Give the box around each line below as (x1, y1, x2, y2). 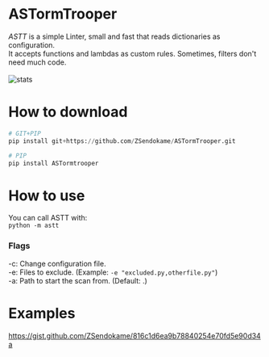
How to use (8, 187, 85, 204)
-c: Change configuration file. (8, 258, 106, 268)
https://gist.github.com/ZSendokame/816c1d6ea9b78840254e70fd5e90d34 (8, 330, 262, 340)
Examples (8, 304, 76, 322)
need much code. (8, 57, 67, 67)
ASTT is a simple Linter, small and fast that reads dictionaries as (8, 31, 221, 41)
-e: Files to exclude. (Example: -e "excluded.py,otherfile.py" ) (8, 267, 218, 277)
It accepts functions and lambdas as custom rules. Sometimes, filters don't (8, 48, 257, 58)
